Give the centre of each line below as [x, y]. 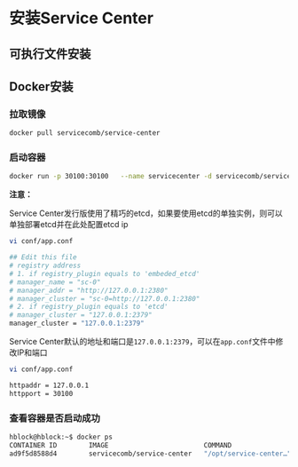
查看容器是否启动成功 [55, 418]
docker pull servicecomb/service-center [85, 133]
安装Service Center [81, 18]
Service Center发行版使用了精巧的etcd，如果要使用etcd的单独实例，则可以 [146, 213]
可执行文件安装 [50, 54]
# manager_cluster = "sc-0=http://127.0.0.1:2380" [105, 298]
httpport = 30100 [41, 393]
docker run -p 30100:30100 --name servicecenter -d [111, 177]
